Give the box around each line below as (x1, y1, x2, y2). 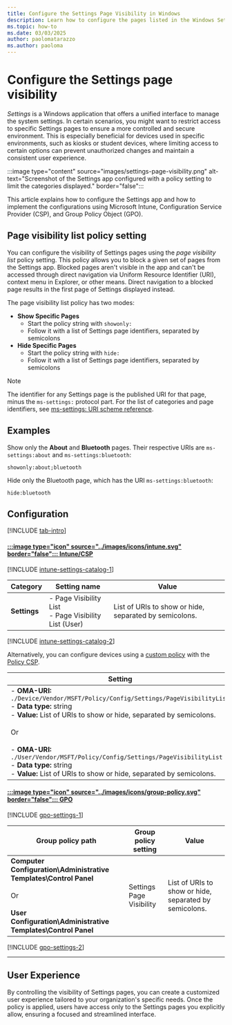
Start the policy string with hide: (27, 349, 120, 357)
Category (10, 582, 43, 591)
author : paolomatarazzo (7, 36, 76, 43)
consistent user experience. (7, 154, 86, 162)
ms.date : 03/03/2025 (7, 29, 67, 37)
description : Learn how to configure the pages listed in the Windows (7, 17, 215, 24)
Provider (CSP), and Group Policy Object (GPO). (7, 210, 144, 218)
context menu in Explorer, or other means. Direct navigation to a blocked (7, 277, 213, 286)
